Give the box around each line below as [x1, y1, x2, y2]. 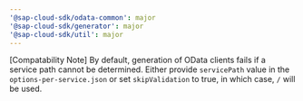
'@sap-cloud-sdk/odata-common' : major [9, 13, 156, 23]
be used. [9, 83, 43, 95]
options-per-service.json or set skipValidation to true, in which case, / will [9, 74, 296, 85]
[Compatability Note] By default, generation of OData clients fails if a [9, 55, 266, 66]
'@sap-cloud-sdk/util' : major [9, 30, 124, 39]
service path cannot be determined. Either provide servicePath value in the [9, 64, 290, 75]
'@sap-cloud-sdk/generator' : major [9, 22, 144, 31]
